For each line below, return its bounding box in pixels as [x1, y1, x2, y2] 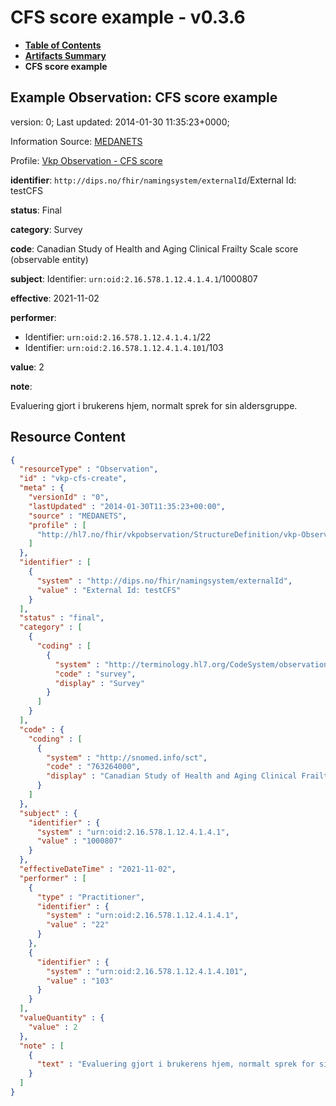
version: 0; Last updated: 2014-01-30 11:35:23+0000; [10, 116, 230, 128]
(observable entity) [10, 253, 89, 265]
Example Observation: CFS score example [10, 89, 278, 106]
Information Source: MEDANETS [10, 135, 143, 147]
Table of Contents [24, 39, 102, 51]
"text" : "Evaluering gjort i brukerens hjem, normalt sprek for [36, 1059, 315, 1070]
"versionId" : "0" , [28, 492, 110, 503]
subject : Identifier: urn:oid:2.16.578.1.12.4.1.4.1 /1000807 [10, 272, 258, 285]
